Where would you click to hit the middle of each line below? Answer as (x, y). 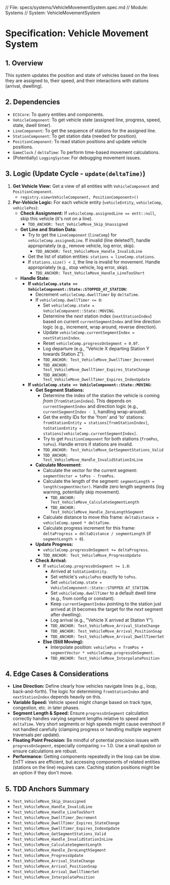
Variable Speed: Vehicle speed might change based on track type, (82, 702)
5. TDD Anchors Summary (47, 789)
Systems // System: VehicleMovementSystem (53, 13)
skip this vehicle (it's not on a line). (56, 218)
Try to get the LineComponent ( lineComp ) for (72, 235)
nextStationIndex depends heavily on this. (57, 697)
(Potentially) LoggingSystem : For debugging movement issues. (77, 158)
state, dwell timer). (32, 125)
